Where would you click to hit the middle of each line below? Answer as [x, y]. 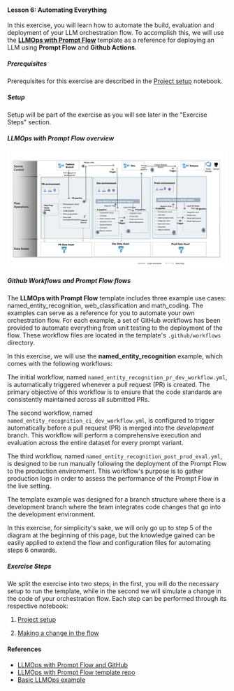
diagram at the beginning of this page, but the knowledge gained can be [111, 535]
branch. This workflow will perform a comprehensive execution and [104, 435]
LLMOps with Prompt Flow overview [61, 138]
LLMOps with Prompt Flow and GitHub [72, 664]
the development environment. [51, 514]
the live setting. [29, 486]
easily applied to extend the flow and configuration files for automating [109, 543]
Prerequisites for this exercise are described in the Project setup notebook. [115, 81]
